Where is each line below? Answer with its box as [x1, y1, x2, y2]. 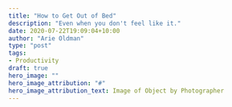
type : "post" [8, 42, 52, 50]
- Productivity [8, 57, 59, 65]
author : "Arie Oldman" [8, 34, 84, 43]
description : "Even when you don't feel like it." [8, 19, 181, 27]
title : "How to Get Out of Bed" [8, 11, 116, 20]
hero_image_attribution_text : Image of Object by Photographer [8, 86, 225, 95]
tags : [8, 49, 26, 57]
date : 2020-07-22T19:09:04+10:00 [8, 27, 120, 35]
